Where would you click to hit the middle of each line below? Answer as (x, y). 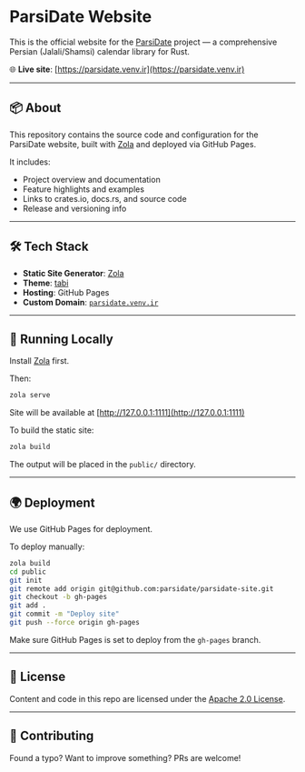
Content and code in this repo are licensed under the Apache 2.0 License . (148, 698)
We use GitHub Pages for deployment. (81, 528)
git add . (28, 606)
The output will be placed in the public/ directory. (103, 465)
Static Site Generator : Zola (73, 273)
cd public (28, 571)
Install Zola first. (39, 361)
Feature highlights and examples (84, 189)
